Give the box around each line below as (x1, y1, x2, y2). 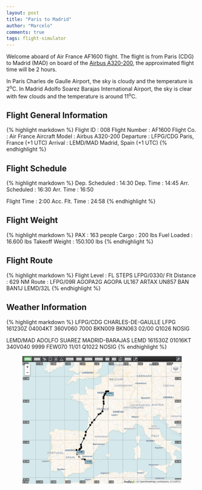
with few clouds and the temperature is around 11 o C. (6, 91, 137, 100)
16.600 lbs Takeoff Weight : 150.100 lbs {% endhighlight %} (6, 238, 153, 245)
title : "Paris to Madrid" (6, 16, 72, 22)
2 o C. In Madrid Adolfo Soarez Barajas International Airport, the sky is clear (6, 84, 192, 92)
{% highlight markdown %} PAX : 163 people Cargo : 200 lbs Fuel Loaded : (6, 231, 193, 238)
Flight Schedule (6, 163, 67, 173)
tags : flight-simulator (6, 35, 67, 42)
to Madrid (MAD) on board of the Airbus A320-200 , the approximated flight (6, 60, 194, 67)
